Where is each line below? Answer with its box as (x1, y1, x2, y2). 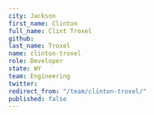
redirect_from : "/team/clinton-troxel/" (8, 87, 148, 96)
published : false (8, 95, 67, 103)
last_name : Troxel (8, 42, 71, 50)
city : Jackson (8, 11, 57, 20)
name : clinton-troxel (8, 49, 82, 57)
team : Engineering (8, 72, 71, 80)
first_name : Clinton (8, 19, 79, 28)
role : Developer (8, 57, 63, 66)
